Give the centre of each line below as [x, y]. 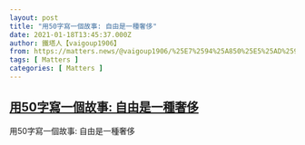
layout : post [34, 18]
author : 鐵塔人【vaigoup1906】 [65, 43]
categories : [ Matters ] [56, 69]
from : [20, 52]
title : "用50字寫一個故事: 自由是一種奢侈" [83, 26]
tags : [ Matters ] [44, 60]
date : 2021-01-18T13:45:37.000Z [70, 34]
